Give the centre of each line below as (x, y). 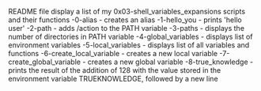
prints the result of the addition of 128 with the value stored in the (115, 70)
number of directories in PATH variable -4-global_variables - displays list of (130, 36)
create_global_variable (45, 62)
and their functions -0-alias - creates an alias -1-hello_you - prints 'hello (125, 20)
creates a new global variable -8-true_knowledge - (170, 62)
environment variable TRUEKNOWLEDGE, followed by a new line (113, 79)
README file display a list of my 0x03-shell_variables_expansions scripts (127, 11)
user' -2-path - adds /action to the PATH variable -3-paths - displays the (127, 28)
